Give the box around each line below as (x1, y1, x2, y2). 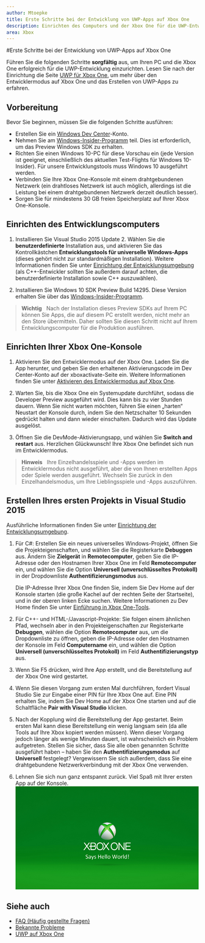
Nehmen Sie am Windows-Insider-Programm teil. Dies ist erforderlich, (15, 137, 191, 144)
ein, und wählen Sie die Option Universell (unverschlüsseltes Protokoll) (15, 566, 198, 573)
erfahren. (6, 84, 30, 92)
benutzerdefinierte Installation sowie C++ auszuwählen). (15, 274, 157, 282)
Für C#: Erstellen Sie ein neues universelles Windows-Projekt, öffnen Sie (15, 539, 198, 547)
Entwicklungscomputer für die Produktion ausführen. (21, 324, 155, 331)
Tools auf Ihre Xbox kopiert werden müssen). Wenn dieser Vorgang (15, 729, 184, 736)
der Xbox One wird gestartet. (15, 672, 88, 680)
